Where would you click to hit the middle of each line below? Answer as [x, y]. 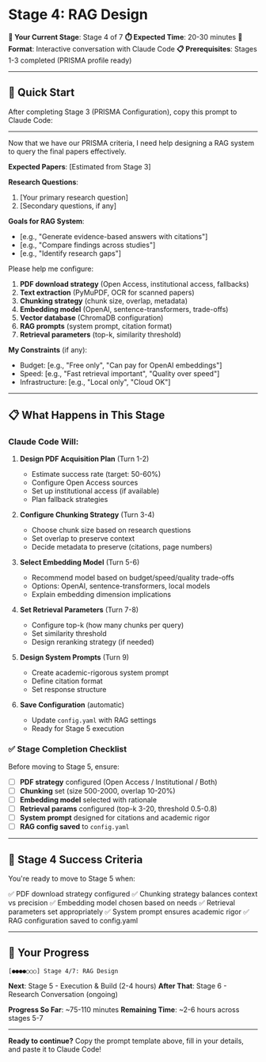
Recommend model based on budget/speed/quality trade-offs [133, 578]
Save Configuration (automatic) [72, 705]
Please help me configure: [51, 268]
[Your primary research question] [74, 197]
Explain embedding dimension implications [101, 595]
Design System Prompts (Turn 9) [74, 657]
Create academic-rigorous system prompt [100, 673]
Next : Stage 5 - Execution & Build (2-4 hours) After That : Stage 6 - [118, 986]
